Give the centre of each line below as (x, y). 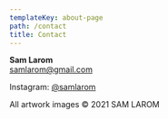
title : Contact (38, 34)
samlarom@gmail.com (51, 69)
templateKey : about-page (56, 18)
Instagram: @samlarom (53, 87)
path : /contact (38, 26)
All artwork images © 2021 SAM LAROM (85, 105)
